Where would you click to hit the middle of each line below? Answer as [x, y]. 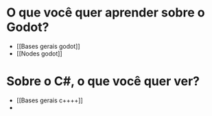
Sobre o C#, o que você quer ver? [103, 81]
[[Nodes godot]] [39, 54]
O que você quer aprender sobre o [106, 13]
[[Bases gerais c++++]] [49, 100]
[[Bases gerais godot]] [48, 46]
